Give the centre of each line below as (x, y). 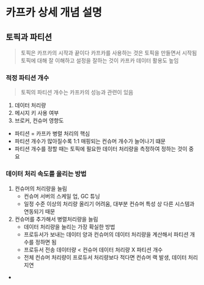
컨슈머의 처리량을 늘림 (41, 188)
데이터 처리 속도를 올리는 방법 (46, 174)
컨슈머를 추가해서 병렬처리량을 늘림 (56, 219)
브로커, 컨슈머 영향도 (39, 120)
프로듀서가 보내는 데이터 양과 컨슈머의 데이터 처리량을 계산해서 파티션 (106, 234)
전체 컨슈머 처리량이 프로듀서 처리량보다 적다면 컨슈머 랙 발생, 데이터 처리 (111, 257)
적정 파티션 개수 (27, 78)
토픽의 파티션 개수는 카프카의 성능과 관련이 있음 (77, 92)
